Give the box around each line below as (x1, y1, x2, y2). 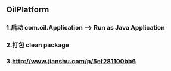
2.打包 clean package (6, 41, 70, 49)
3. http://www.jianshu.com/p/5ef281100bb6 (6, 57, 136, 66)
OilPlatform (6, 5, 49, 15)
